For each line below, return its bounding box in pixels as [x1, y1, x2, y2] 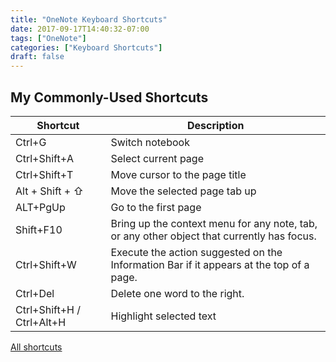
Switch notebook [110, 135, 190, 149]
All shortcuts [10, 341, 63, 353]
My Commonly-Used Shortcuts [10, 89, 209, 106]
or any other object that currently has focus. [110, 229, 317, 243]
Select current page [110, 151, 204, 165]
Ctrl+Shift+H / [15, 302, 81, 316]
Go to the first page [110, 200, 202, 214]
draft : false [10, 52, 65, 62]
